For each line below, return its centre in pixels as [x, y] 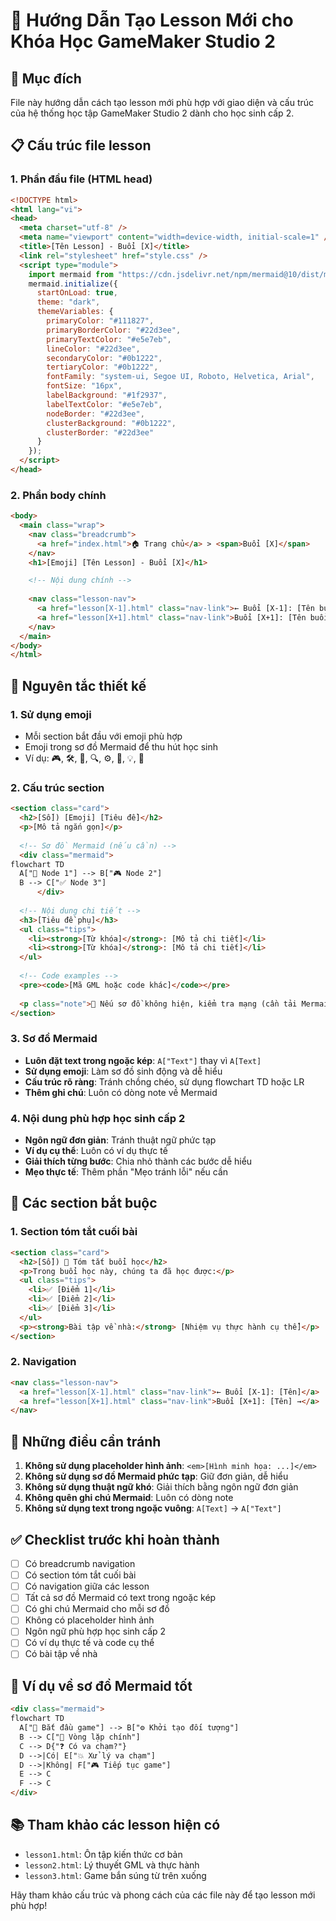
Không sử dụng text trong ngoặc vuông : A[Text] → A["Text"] [153, 1508]
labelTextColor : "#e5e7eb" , [104, 404]
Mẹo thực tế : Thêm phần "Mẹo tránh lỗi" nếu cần [126, 1172]
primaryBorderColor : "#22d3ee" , [114, 330]
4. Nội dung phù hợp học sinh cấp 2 [98, 1118]
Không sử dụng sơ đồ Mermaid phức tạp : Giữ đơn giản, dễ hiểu [156, 1476]
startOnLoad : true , [77, 293]
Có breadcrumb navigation [80, 1563]
